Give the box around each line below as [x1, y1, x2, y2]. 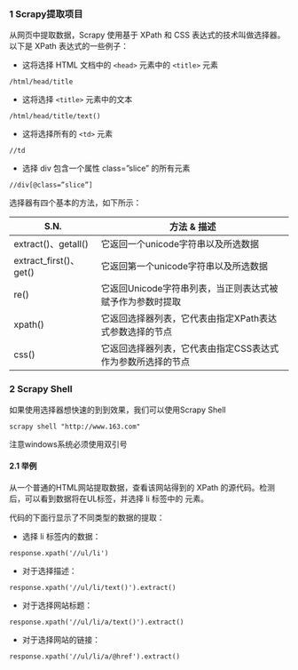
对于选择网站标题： [21, 600, 93, 610]
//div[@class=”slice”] [9, 180, 93, 190]
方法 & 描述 [169, 220, 216, 233]
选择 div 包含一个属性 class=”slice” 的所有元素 [21, 163, 191, 174]
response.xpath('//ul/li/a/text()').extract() [9, 618, 184, 626]
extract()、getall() [13, 238, 89, 251]
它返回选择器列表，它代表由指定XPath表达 [100, 313, 278, 325]
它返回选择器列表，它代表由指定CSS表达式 [100, 342, 279, 355]
